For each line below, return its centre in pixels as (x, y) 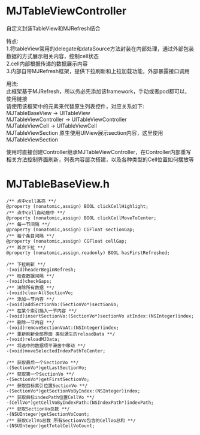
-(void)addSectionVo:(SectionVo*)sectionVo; (63, 304)
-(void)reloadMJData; (33, 339)
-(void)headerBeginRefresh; (41, 270)
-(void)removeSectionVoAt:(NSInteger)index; (63, 328)
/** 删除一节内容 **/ (31, 322)
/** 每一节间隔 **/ (28, 224)
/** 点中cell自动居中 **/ (36, 213)
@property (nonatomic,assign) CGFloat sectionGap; (71, 229)
